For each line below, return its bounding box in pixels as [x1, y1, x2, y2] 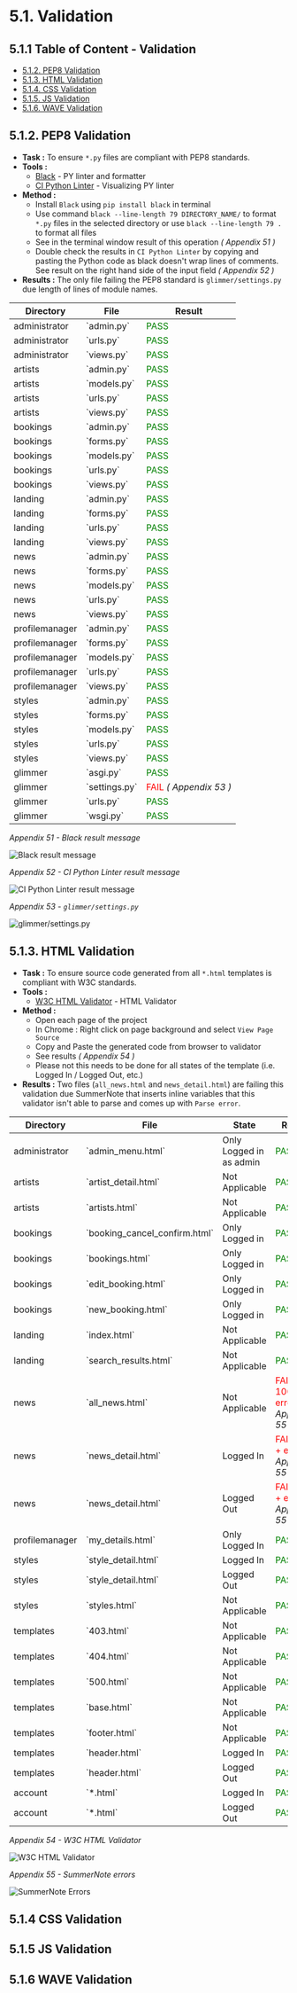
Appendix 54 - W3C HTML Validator [9, 1834, 141, 1845]
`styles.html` [85, 1598, 137, 1611]
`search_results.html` [85, 1354, 173, 1366]
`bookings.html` [85, 1252, 151, 1264]
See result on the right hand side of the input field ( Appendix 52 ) [34, 264, 275, 276]
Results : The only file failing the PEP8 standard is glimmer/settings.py [21, 274, 282, 285]
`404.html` [85, 1650, 130, 1662]
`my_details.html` [85, 1534, 156, 1546]
